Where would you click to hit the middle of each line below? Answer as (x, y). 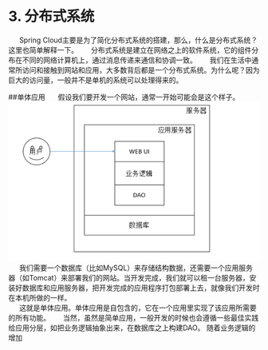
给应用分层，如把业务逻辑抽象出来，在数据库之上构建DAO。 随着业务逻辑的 (132, 328)
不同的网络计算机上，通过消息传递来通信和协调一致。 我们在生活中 (137, 60)
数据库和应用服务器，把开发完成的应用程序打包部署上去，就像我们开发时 (141, 288)
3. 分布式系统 (51, 16)
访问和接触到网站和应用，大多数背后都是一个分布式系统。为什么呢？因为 (141, 70)
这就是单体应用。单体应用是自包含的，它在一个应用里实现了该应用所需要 (138, 308)
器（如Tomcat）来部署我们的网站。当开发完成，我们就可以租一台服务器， (129, 278)
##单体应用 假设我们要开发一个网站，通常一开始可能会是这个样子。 (124, 97)
